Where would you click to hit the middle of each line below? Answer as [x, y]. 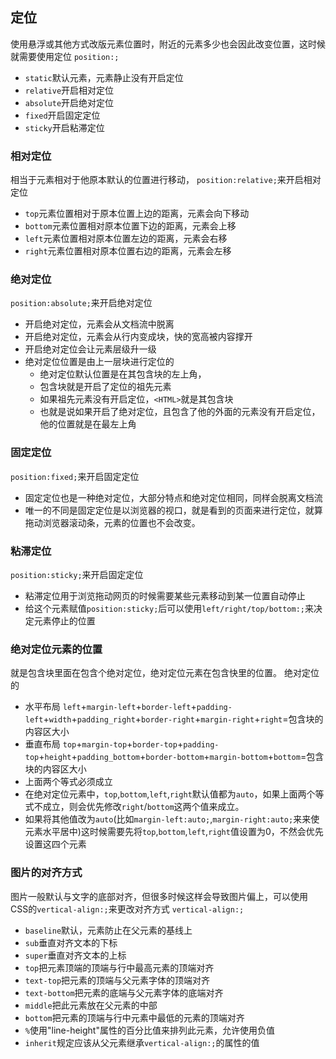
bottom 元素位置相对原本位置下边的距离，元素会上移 [130, 226]
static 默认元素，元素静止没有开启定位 [104, 77]
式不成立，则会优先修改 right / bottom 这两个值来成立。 [134, 807]
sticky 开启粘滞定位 [64, 127]
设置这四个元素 [55, 844]
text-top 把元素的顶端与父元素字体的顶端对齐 [117, 980]
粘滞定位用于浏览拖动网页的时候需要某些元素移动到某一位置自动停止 [165, 596]
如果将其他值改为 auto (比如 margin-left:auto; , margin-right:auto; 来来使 [172, 819]
